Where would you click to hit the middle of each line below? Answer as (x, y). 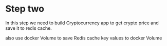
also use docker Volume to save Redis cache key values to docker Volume (84, 38)
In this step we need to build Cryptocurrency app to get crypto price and (82, 23)
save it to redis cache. (29, 28)
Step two (25, 9)
